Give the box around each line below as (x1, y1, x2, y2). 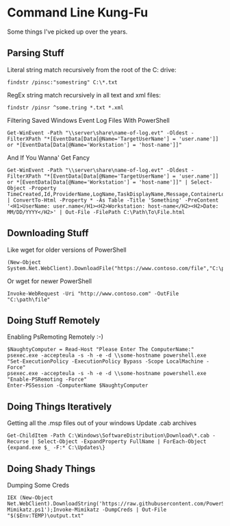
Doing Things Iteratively (7, 401, 112, 412)
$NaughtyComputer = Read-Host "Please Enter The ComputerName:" (7, 346, 194, 353)
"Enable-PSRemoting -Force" (7, 376, 88, 383)
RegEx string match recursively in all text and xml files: (7, 91, 161, 99)
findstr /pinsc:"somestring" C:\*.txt (7, 79, 118, 86)
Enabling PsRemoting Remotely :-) (7, 333, 104, 341)
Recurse (7, 438, 29, 445)
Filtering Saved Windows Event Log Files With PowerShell (7, 116, 170, 124)
